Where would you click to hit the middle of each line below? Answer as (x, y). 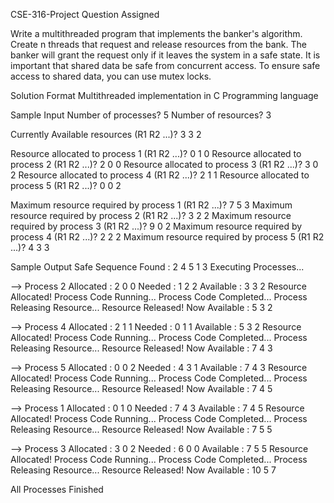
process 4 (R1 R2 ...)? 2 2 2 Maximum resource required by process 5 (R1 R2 (167, 237)
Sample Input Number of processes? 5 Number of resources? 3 (141, 115)
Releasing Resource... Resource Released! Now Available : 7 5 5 (141, 429)
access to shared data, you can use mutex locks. (111, 76)
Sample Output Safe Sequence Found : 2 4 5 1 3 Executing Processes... (157, 267)
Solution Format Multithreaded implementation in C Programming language (164, 95)
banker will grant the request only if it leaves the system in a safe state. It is (165, 55)
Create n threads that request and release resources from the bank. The (158, 44)
